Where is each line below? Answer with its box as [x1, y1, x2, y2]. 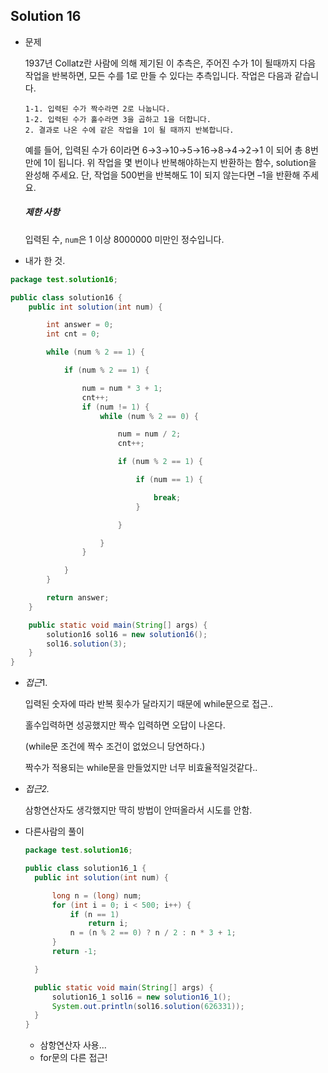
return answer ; [46, 593, 110, 603]
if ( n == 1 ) [69, 909, 120, 919]
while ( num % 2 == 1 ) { [46, 347, 145, 358]
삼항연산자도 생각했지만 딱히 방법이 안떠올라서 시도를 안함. [24, 804, 253, 816]
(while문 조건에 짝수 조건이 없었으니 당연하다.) [24, 740, 206, 753]
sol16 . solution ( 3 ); [46, 639, 128, 649]
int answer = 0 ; [46, 320, 114, 330]
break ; [153, 492, 182, 503]
